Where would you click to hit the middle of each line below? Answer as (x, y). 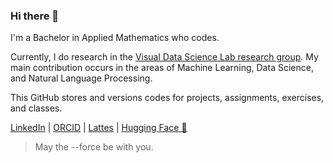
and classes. (36, 108)
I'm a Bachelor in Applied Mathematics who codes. (115, 38)
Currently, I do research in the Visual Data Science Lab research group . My (164, 57)
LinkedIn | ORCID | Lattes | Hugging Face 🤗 (99, 128)
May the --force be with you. (94, 147)
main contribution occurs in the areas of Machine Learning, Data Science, (162, 68)
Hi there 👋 (35, 16)
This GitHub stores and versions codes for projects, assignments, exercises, (167, 98)
